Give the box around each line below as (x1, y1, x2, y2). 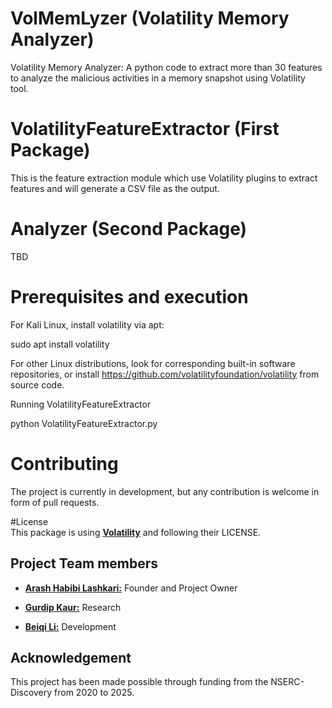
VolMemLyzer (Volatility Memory (10, 7, 290, 30)
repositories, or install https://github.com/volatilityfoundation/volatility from (10, 368, 320, 380)
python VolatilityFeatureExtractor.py (10, 417, 158, 429)
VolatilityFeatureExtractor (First (10, 118, 280, 141)
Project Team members (10, 555, 159, 572)
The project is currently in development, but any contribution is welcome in (10, 485, 320, 497)
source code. (10, 378, 65, 391)
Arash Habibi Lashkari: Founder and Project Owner (24, 582, 238, 594)
